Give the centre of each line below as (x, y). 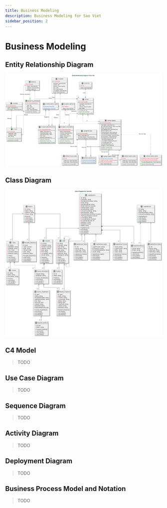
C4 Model (21, 350)
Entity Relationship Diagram (49, 65)
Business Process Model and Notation (66, 489)
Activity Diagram (32, 433)
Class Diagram (28, 180)
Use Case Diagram (34, 378)
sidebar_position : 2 (27, 21)
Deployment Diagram (39, 461)
